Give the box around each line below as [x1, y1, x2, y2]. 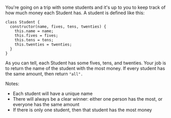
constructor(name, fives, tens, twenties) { [10, 24, 106, 29]
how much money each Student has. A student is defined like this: [5, 10, 145, 16]
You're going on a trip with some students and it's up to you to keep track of [5, 5, 166, 10]
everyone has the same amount [12, 102, 79, 107]
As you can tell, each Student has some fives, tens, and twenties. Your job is [5, 60, 166, 66]
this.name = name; [14, 29, 54, 34]
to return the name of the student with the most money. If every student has [5, 65, 165, 71]
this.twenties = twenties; [14, 42, 72, 47]
